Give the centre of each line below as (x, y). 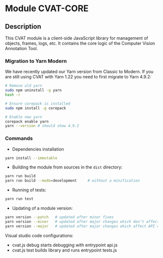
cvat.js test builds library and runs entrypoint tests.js (65, 250)
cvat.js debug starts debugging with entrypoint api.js (65, 245)
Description (23, 27)
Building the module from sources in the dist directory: (67, 167)
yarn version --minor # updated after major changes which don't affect (82, 221)
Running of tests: (29, 190)
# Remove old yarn (24, 86)
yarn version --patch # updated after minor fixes (59, 217)
